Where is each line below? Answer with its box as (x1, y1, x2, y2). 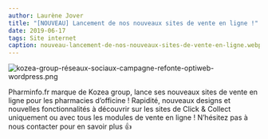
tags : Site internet (8, 34, 77, 42)
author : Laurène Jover (8, 11, 84, 20)
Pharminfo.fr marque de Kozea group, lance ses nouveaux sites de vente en (8, 87, 258, 97)
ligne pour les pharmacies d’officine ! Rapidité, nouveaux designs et (8, 96, 231, 105)
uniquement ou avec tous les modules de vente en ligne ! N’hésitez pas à (8, 113, 249, 122)
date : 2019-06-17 (8, 26, 66, 34)
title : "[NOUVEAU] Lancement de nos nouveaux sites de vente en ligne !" (8, 19, 259, 27)
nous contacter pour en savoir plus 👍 (8, 121, 132, 132)
